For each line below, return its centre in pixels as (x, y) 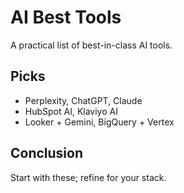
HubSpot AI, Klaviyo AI (71, 111)
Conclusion (47, 153)
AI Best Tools (66, 17)
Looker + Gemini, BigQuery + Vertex (99, 122)
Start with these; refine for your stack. (88, 177)
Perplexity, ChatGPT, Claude (83, 100)
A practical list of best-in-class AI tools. (91, 45)
